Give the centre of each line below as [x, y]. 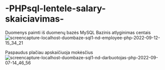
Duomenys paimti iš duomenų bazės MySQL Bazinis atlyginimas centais [78, 32]
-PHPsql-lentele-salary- [55, 9]
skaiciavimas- [34, 19]
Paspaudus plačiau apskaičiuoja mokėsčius [49, 52]
